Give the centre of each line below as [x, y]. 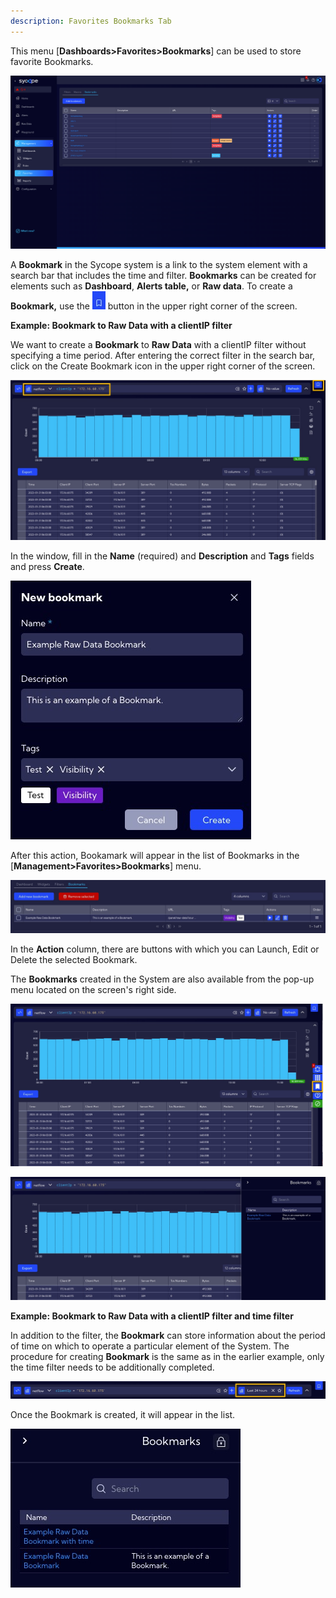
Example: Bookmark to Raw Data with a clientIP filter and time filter [152, 1316]
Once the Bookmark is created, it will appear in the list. [123, 1414]
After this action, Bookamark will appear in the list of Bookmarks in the [155, 855]
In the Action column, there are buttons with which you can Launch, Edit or [165, 949]
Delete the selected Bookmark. [74, 959]
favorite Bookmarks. [52, 61]
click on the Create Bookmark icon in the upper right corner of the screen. [163, 366]
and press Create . [47, 566]
